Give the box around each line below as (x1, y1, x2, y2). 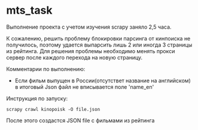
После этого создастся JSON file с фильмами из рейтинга (6, 117, 155, 124)
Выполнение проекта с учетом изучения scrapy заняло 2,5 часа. (6, 23, 172, 30)
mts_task (6, 4, 53, 17)
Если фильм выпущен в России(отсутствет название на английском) (14, 77, 191, 84)
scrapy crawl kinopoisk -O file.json (6, 106, 100, 112)
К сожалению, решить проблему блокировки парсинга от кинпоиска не (6, 35, 191, 42)
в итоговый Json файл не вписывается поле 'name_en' (14, 83, 154, 90)
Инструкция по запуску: (6, 95, 68, 102)
